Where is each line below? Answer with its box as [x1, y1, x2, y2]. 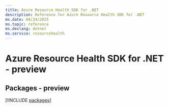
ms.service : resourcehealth [5, 31, 65, 36]
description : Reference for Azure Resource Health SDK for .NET [5, 12, 145, 17]
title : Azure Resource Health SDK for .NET [5, 7, 99, 13]
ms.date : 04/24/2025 [5, 17, 49, 22]
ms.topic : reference [5, 21, 49, 27]
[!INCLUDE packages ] [5, 97, 51, 103]
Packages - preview [5, 84, 70, 92]
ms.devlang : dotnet [5, 26, 47, 31]
